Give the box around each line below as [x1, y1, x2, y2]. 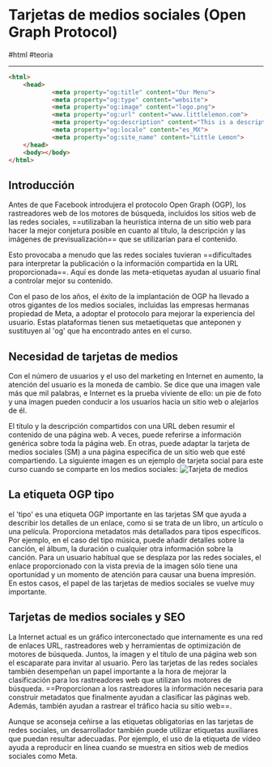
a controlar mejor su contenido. [8, 276, 113, 285]
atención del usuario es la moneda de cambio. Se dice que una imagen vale [8, 379, 261, 390]
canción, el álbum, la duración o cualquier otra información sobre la [8, 543, 233, 553]
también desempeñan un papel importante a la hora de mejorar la [8, 666, 227, 676]
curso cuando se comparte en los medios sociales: [8, 465, 178, 474]
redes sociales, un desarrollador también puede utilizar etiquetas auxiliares [8, 725, 259, 735]
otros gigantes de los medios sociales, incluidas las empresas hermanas [8, 300, 249, 310]
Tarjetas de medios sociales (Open [8, 6, 247, 24]
